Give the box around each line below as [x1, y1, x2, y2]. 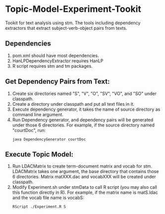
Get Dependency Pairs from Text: [5, 78, 110, 86]
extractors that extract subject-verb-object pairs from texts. [5, 25, 127, 31]
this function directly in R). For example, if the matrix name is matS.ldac [12, 189, 158, 196]
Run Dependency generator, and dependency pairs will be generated [12, 117, 154, 123]
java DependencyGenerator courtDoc [12, 137, 86, 142]
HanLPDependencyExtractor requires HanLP [12, 58, 104, 64]
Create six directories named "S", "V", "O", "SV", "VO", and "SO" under [12, 90, 157, 96]
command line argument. [12, 111, 63, 117]
